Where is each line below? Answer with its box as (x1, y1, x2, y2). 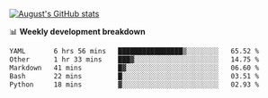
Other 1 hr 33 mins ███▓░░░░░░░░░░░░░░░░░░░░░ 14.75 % (9, 54, 259, 64)
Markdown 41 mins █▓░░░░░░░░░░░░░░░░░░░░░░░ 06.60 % (9, 63, 259, 72)
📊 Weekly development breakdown (9, 27, 146, 37)
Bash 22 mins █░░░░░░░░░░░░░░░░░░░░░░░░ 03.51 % (9, 71, 259, 80)
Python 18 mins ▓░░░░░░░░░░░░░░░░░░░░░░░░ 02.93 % (9, 80, 259, 89)
